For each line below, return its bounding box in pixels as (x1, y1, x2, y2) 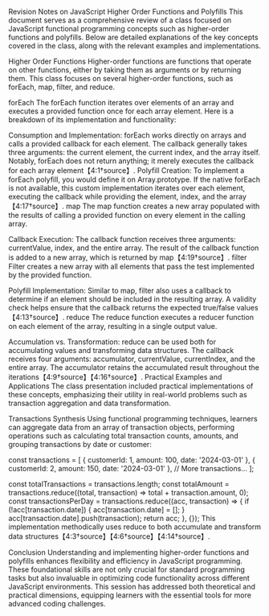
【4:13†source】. (8, 313, 65, 322)
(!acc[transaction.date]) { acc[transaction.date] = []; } (8, 505, 185, 514)
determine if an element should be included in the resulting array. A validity (8, 294, 257, 304)
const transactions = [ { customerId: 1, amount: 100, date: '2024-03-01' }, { (8, 455, 255, 465)
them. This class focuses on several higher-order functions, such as (8, 74, 234, 83)
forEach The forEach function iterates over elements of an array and (8, 98, 234, 107)
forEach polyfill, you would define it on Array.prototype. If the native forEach (8, 175, 261, 184)
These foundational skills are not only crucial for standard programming (8, 565, 245, 574)
